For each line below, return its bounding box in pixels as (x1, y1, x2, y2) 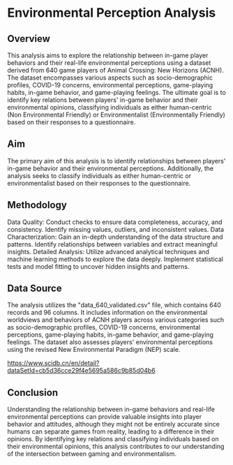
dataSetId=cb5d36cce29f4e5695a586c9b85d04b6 (7, 367, 156, 375)
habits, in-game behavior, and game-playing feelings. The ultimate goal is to (7, 89, 227, 96)
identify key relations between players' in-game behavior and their (7, 96, 199, 104)
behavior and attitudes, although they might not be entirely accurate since (7, 420, 220, 429)
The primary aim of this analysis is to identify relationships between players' (7, 156, 226, 165)
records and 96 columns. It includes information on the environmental (7, 309, 208, 317)
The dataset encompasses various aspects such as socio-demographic (7, 73, 213, 82)
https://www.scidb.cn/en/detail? (7, 359, 100, 367)
